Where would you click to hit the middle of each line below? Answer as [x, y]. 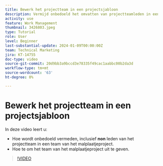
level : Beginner [21, 41]
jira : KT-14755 [20, 55]
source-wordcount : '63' [29, 73]
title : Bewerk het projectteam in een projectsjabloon [62, 9]
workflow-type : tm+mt [27, 68]
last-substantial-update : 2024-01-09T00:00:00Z [54, 46]
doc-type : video [21, 59]
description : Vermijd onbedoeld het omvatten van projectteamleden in [78, 14]
